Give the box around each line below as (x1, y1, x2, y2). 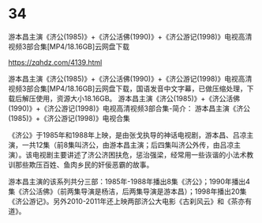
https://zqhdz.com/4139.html (8, 57, 103, 67)
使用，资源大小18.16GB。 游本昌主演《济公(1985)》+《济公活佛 (35, 93, 241, 103)
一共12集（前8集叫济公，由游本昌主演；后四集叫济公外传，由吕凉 (21, 140, 234, 149)
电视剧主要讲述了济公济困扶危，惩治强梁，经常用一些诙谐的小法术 (32, 149, 247, 159)
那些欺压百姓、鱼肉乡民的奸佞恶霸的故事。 (14, 160, 154, 169)
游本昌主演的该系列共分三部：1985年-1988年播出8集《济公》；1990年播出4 (8, 176, 251, 186)
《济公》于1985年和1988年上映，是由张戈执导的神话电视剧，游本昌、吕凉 (8, 130, 247, 139)
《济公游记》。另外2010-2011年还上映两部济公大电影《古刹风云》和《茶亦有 (8, 196, 253, 206)
